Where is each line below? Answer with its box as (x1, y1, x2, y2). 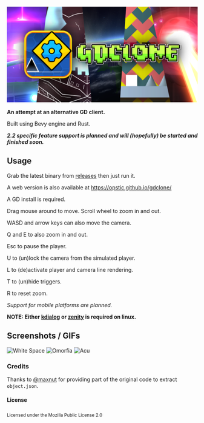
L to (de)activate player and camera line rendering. (7, 266, 134, 273)
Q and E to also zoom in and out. (7, 231, 88, 238)
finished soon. (7, 138, 44, 146)
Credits (7, 362, 29, 370)
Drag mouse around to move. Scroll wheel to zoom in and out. (7, 207, 161, 214)
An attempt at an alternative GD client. (7, 109, 105, 115)
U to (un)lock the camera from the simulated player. (7, 254, 136, 262)
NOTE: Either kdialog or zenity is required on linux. (7, 313, 137, 320)
